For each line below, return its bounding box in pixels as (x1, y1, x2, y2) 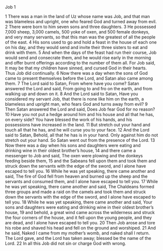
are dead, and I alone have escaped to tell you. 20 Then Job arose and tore (5, 220, 155, 225)
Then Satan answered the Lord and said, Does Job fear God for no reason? (5, 106, 155, 112)
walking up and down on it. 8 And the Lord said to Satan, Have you (5, 91, 138, 97)
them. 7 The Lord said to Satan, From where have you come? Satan (5, 81, 139, 86)
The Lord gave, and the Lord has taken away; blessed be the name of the (5, 235, 151, 241)
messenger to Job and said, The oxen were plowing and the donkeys (5, 153, 143, 158)
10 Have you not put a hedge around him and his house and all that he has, (5, 112, 154, 117)
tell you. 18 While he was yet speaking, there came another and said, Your (5, 199, 153, 205)
